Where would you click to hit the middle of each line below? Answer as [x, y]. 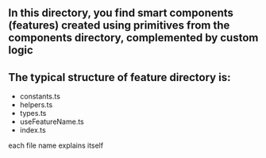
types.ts [33, 114]
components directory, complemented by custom [133, 38]
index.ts [33, 130]
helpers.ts [36, 105]
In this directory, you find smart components [121, 13]
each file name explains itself [56, 145]
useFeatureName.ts [52, 121]
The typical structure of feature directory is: [120, 77]
